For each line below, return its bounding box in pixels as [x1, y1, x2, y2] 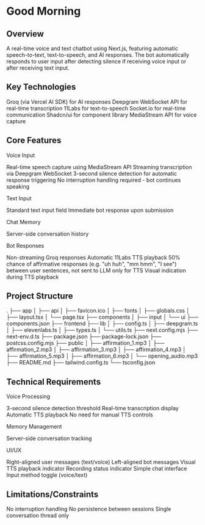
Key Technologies [6, 82, 76, 92]
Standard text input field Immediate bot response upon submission [6, 206, 174, 214]
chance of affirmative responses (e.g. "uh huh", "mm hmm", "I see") [6, 260, 177, 267]
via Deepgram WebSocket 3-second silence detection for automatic [6, 170, 178, 177]
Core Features [6, 136, 62, 146]
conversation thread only [6, 512, 69, 520]
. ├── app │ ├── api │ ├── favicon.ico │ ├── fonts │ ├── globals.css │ [6, 307, 190, 314]
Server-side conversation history [6, 230, 89, 237]
